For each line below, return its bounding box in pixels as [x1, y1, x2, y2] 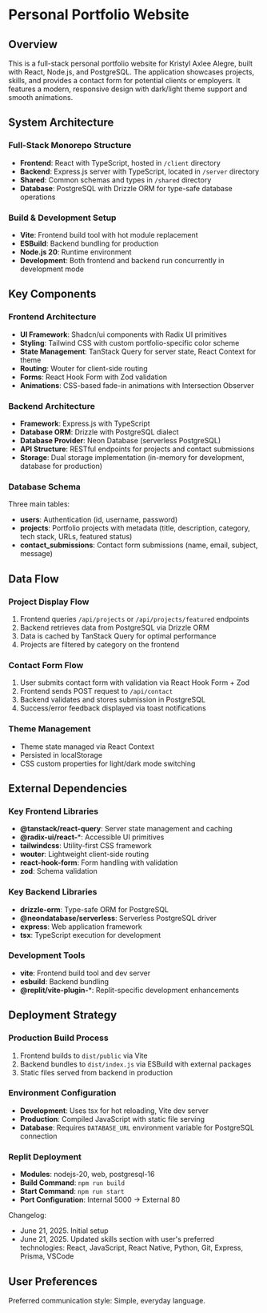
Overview [8, 38, 58, 51]
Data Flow [8, 572, 59, 586]
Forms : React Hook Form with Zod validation [19, 372, 168, 382]
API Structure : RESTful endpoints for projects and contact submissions [19, 444, 255, 454]
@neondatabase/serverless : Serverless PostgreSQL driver [19, 913, 217, 923]
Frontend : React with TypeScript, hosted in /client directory [19, 158, 221, 167]
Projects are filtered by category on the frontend [19, 639, 180, 649]
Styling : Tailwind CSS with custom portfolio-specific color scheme [19, 338, 240, 347]
